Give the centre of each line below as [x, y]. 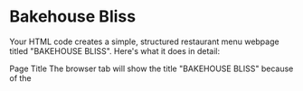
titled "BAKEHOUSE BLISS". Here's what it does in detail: [115, 50]
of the [20, 77]
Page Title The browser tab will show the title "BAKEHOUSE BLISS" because [151, 68]
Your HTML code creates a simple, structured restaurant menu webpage [144, 41]
